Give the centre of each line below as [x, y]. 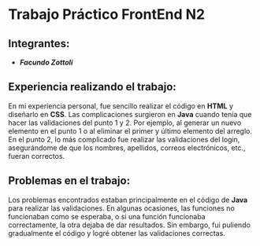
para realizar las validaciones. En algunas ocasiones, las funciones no [121, 208]
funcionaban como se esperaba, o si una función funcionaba [107, 216]
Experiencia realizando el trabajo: [93, 87]
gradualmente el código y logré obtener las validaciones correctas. [117, 233]
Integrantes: [39, 44]
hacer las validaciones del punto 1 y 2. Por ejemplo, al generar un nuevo [125, 123]
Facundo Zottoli [46, 62]
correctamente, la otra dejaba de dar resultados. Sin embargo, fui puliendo [129, 225]
